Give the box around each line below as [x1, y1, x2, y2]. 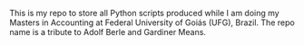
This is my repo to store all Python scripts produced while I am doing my [9, 8, 279, 18]
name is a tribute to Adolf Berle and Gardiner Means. [9, 27, 207, 37]
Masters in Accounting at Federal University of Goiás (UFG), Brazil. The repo [9, 17, 295, 28]
